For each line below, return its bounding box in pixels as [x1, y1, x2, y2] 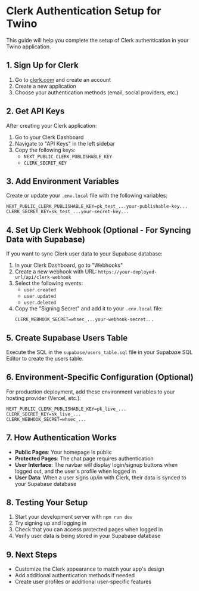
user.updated [23, 294, 57, 300]
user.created [23, 287, 57, 293]
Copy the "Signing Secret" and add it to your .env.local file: [14, 305, 163, 312]
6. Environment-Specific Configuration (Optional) [6, 372, 194, 383]
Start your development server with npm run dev [14, 513, 133, 521]
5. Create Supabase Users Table [6, 333, 128, 343]
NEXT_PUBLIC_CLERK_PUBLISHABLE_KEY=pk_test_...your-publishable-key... [6, 204, 188, 210]
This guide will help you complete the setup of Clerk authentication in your [6, 36, 189, 44]
